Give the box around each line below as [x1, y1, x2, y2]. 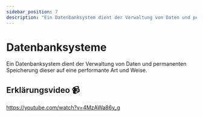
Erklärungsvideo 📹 [6, 85, 80, 95]
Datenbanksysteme [6, 40, 107, 54]
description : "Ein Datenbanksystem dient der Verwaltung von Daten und [6, 14, 190, 21]
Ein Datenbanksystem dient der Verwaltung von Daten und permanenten [6, 60, 187, 68]
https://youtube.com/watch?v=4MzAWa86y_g [6, 104, 121, 112]
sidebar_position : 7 [6, 8, 59, 15]
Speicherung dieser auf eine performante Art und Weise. [6, 67, 147, 74]
